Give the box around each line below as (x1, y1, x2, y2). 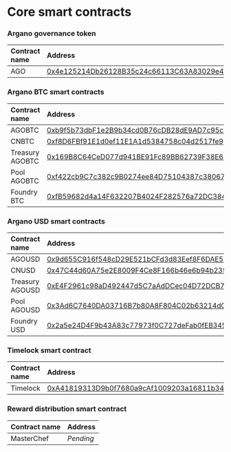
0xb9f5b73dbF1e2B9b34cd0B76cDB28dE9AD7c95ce (47, 125, 228, 135)
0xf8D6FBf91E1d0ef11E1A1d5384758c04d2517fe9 (47, 136, 223, 146)
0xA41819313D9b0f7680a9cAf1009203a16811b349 (47, 383, 229, 393)
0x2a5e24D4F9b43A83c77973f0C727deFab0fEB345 (47, 321, 227, 330)
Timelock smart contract (7, 345, 91, 355)
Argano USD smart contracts (7, 216, 105, 226)
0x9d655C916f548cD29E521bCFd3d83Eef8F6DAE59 (47, 255, 228, 264)
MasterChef (10, 433, 49, 443)
